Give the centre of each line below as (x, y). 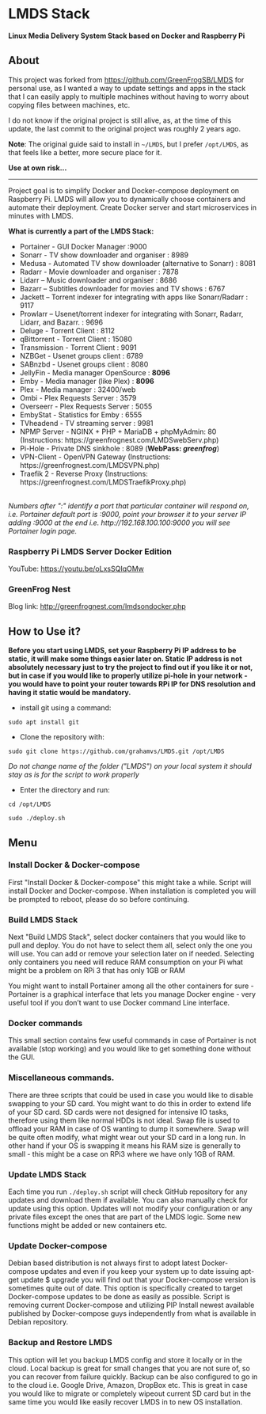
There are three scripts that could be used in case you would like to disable (131, 1095)
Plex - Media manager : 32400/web (78, 390)
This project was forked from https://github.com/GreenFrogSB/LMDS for (126, 79)
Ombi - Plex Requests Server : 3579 (78, 397)
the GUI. (22, 1057)
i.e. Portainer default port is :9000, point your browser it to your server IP (127, 514)
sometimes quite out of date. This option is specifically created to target (125, 1288)
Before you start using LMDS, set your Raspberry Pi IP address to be (122, 651)
